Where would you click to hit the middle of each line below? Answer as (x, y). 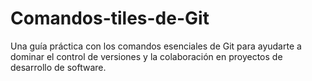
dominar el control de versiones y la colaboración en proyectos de (146, 56)
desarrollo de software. (58, 67)
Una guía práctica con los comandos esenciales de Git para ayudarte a (156, 46)
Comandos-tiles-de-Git (110, 18)
